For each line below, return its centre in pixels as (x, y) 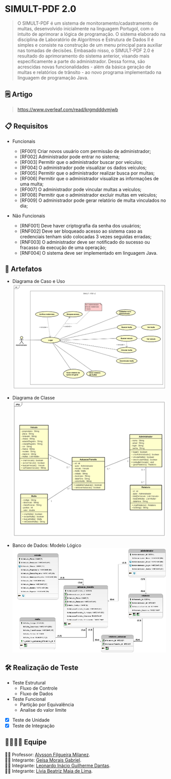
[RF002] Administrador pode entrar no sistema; (70, 157)
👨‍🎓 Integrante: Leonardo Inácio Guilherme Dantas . (58, 765)
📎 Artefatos (23, 269)
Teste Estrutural (29, 682)
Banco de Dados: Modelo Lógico (47, 545)
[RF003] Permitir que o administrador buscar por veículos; (81, 162)
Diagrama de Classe (34, 398)
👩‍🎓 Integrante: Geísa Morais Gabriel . (43, 760)
